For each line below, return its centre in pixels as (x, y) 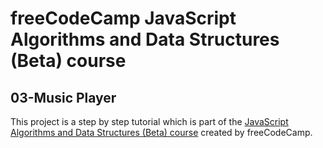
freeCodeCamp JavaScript (123, 18)
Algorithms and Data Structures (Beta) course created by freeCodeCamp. (161, 132)
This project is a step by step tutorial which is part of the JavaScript (149, 121)
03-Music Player (63, 97)
